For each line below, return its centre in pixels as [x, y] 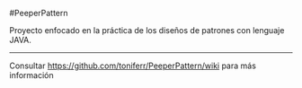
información [31, 75]
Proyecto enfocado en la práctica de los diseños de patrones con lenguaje [147, 30]
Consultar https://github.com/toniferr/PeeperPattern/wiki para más [133, 66]
